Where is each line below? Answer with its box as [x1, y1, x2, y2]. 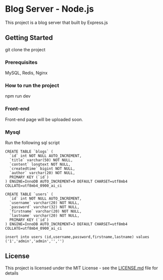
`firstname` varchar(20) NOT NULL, [9, 209, 82, 214]
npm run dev [5, 93, 31, 99]
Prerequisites [5, 59, 38, 65]
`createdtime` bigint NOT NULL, [9, 166, 76, 171]
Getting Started [5, 34, 53, 42]
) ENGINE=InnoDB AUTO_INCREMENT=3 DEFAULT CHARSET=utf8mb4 [5, 221, 128, 226]
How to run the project [5, 82, 60, 89]
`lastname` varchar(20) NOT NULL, [9, 213, 80, 218]
